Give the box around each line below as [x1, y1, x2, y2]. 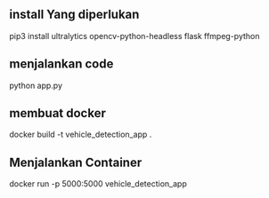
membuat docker [9, 106, 107, 121]
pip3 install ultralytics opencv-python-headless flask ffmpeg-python [9, 30, 260, 41]
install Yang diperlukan [9, 7, 140, 22]
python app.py [9, 80, 63, 91]
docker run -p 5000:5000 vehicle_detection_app [9, 178, 187, 189]
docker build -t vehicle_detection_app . [9, 129, 152, 140]
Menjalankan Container [9, 154, 143, 170]
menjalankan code [9, 57, 114, 72]
